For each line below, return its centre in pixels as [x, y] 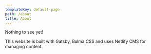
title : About [18, 18]
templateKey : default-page [32, 9]
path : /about [18, 14]
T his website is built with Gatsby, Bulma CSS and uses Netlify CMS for [75, 41]
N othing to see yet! [24, 32]
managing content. [24, 47]
